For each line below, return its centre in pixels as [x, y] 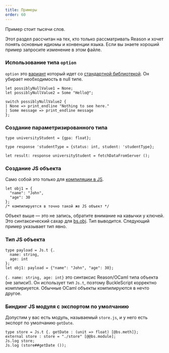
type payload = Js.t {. [30, 250]
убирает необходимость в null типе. [44, 79]
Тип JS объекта [25, 240]
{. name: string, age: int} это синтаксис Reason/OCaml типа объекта [82, 277]
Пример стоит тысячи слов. [35, 29]
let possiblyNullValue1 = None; [39, 88]
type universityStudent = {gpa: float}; [48, 138]
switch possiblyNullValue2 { [36, 102]
